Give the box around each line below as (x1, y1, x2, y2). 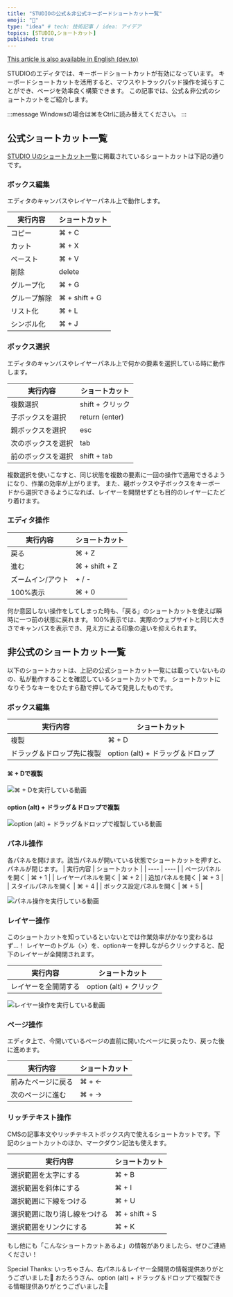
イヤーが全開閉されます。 (25, 950, 98, 958)
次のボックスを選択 (10, 438, 74, 448)
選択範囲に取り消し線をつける (10, 1209, 109, 1219)
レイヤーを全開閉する (10, 981, 80, 991)
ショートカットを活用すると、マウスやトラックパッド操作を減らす (31, 78, 220, 87)
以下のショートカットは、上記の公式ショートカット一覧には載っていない (7, 666, 214, 674)
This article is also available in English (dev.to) (7, 55, 139, 63)
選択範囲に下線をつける (10, 1196, 88, 1205)
